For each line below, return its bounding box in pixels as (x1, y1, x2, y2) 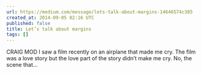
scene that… (6, 61, 38, 69)
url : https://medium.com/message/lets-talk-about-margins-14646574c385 (6, 9, 193, 15)
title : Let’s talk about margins (6, 26, 92, 32)
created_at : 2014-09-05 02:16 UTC (6, 15, 95, 21)
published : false (6, 20, 51, 26)
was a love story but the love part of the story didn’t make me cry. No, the (6, 55, 192, 62)
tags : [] (6, 32, 29, 38)
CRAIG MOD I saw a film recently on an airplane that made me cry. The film (6, 48, 196, 55)
